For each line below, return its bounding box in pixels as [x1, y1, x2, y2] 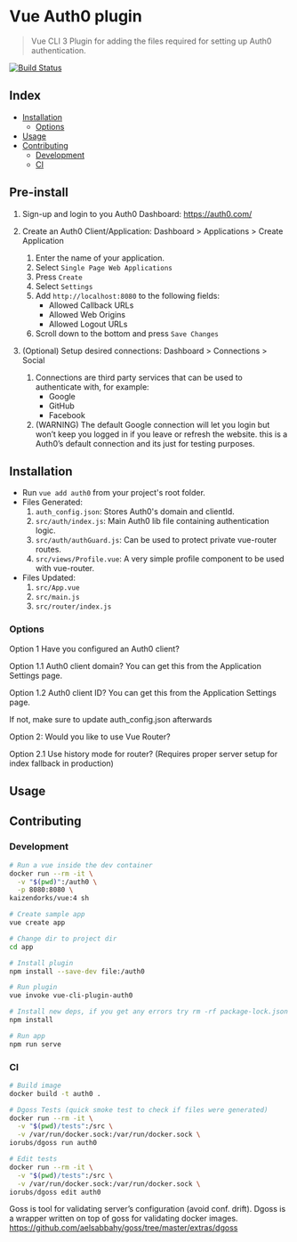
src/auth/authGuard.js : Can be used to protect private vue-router [35, 535, 277, 545]
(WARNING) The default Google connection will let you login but [35, 419, 270, 430]
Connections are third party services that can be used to [35, 372, 243, 383]
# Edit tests [9, 1155, 58, 1164]
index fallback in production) [9, 758, 114, 769]
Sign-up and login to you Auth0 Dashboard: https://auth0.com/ [21, 208, 253, 219]
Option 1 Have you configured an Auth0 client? [9, 643, 180, 654]
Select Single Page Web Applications [35, 262, 173, 272]
